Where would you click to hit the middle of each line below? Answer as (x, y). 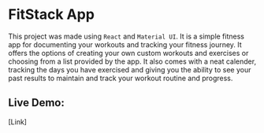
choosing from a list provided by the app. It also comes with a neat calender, (132, 61)
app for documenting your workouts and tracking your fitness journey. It (125, 44)
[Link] (18, 122)
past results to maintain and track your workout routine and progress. (121, 78)
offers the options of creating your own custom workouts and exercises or (128, 53)
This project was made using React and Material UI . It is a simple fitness (126, 36)
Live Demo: (36, 103)
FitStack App (51, 15)
